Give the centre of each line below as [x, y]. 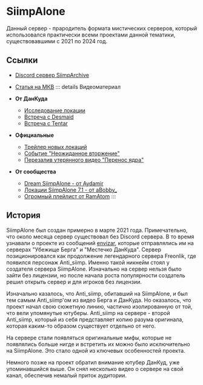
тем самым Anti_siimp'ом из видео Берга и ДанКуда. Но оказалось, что [99, 300]
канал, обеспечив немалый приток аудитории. [67, 375]
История [23, 216]
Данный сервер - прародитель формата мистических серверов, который [102, 28]
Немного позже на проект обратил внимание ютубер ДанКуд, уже [93, 362]
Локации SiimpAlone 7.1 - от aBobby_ [70, 190]
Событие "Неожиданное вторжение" [72, 153]
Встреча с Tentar [46, 123]
